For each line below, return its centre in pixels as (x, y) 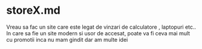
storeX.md (33, 10)
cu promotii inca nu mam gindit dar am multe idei (67, 39)
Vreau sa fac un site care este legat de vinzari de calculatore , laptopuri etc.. (101, 27)
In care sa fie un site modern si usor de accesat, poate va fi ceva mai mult (98, 33)
